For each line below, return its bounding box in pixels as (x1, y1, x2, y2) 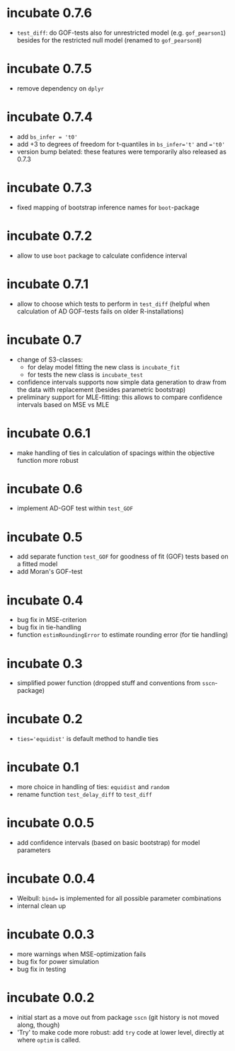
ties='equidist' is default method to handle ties (16, 735, 159, 743)
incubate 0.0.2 (6, 989, 95, 1006)
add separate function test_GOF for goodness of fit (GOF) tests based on (16, 552, 229, 561)
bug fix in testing (16, 965, 67, 973)
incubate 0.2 (6, 711, 83, 727)
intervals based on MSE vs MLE (16, 400, 110, 408)
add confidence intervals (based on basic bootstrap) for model (16, 839, 200, 847)
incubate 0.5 (6, 529, 83, 545)
